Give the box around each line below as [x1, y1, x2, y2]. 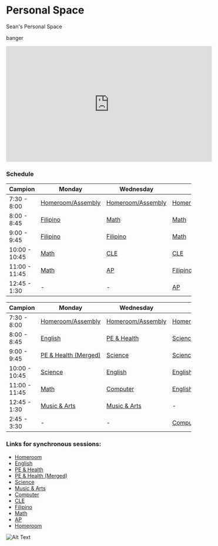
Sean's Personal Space [6, 23, 63, 30]
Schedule [6, 170, 34, 178]
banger [6, 34, 24, 41]
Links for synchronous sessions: [6, 440, 102, 448]
